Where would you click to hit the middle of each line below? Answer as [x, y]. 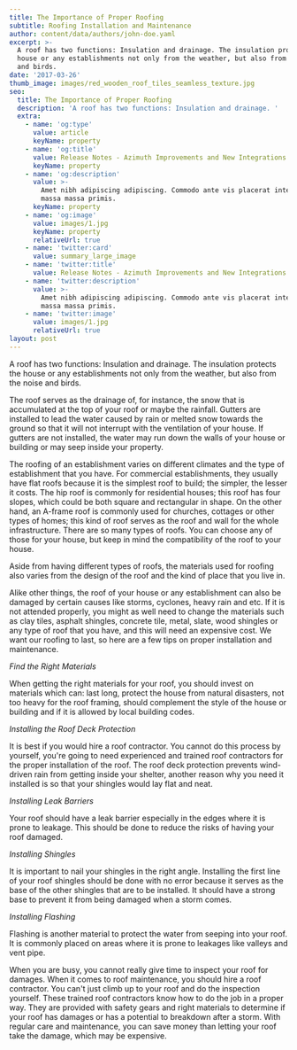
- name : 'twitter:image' [71, 314]
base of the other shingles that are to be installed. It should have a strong [142, 890]
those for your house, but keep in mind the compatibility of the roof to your [145, 539]
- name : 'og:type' [59, 125]
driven [21, 774]
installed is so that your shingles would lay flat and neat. [111, 783]
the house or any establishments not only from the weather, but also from [143, 373]
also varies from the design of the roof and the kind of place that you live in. [147, 575]
